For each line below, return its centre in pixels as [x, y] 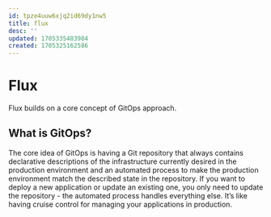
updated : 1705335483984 [49, 38]
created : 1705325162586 [49, 46]
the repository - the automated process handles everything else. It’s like [128, 195]
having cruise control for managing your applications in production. [121, 204]
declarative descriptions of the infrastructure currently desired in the [123, 161]
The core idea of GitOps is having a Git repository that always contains [126, 152]
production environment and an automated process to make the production [133, 169]
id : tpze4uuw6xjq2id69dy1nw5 [57, 16]
